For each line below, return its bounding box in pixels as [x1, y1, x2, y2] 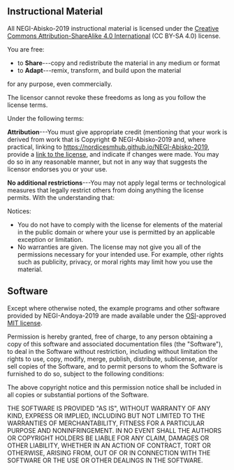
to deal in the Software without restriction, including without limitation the [7, 347, 218, 355]
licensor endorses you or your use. [7, 164, 108, 173]
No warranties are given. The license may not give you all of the [17, 243, 201, 251]
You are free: [7, 45, 45, 53]
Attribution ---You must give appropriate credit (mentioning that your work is [7, 127, 228, 136]
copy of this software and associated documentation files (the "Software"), [7, 339, 224, 348]
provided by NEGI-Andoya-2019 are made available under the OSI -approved [7, 311, 227, 320]
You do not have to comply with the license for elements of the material [17, 220, 223, 229]
